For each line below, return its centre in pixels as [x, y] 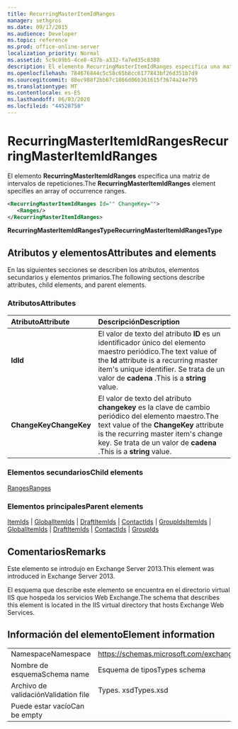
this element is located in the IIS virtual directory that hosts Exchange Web [116, 605]
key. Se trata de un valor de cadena [158, 442]
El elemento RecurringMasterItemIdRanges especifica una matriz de [109, 176]
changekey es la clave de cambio [154, 407]
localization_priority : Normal [53, 54]
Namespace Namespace [51, 654]
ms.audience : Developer [42, 34]
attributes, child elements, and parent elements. [77, 285]
